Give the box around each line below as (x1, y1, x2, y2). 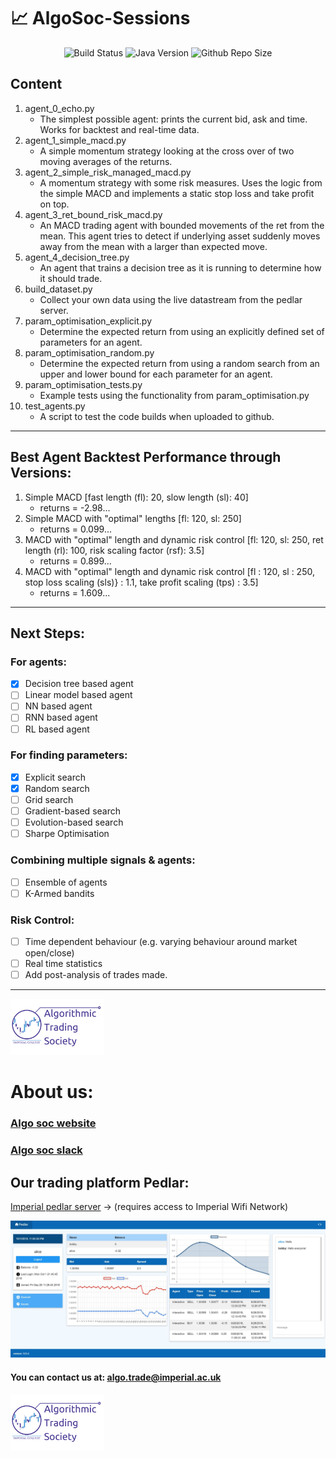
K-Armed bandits (24, 887, 95, 899)
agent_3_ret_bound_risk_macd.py (24, 208, 163, 220)
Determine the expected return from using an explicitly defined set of (39, 325, 325, 337)
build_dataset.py (24, 283, 93, 295)
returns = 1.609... (39, 586, 111, 599)
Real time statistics (24, 958, 103, 970)
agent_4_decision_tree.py (24, 251, 130, 263)
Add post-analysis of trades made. (24, 969, 168, 981)
